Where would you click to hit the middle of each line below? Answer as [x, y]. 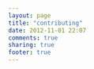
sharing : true [32, 45]
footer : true [30, 52]
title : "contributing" [45, 23]
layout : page [30, 15]
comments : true [33, 38]
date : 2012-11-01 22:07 [47, 30]
